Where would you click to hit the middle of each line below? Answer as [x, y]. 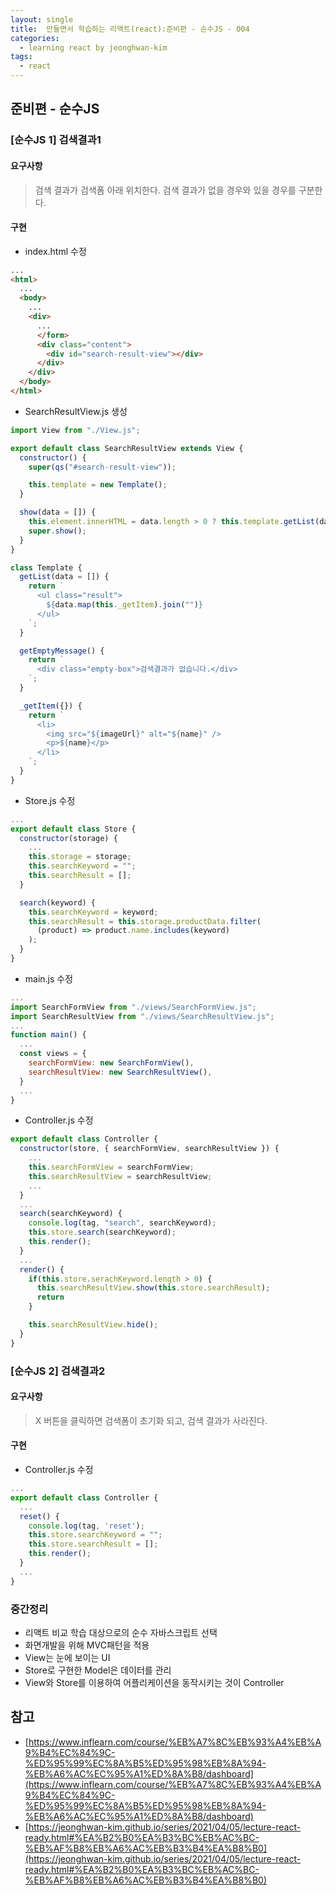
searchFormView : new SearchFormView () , [111, 1063]
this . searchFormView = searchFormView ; [111, 1167]
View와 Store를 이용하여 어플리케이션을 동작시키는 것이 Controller [154, 1682]
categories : [35, 38]
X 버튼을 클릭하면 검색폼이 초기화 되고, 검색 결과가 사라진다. [151, 1420]
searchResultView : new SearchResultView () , [120, 1072]
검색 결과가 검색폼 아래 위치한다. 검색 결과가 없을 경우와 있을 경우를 [165, 190]
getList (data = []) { [64, 577]
